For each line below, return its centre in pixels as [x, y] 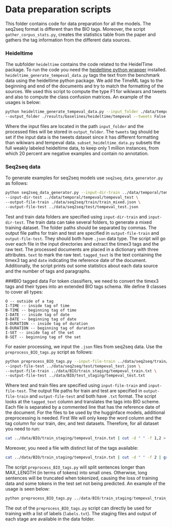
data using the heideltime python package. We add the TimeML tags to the [84, 81]
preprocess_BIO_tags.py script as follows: [49, 352]
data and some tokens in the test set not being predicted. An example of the [85, 484]
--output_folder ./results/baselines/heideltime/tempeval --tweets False [86, 117]
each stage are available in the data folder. [50, 519]
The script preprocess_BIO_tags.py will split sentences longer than [75, 467]
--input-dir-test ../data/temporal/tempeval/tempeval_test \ [72, 197]
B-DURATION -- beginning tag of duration [50, 328]
